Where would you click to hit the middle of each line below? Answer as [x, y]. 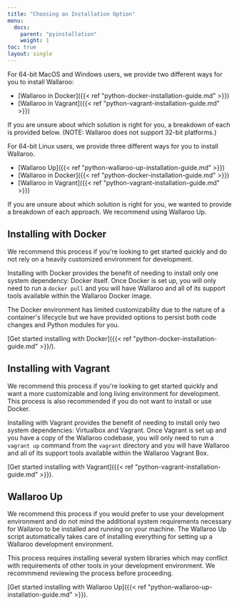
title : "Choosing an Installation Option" [71, 14]
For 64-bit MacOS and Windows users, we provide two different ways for [115, 74]
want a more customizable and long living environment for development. [114, 393]
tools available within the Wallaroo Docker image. [80, 295]
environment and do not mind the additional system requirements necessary [119, 522]
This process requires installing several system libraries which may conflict [118, 558]
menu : [15, 21]
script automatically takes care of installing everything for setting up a [110, 537]
